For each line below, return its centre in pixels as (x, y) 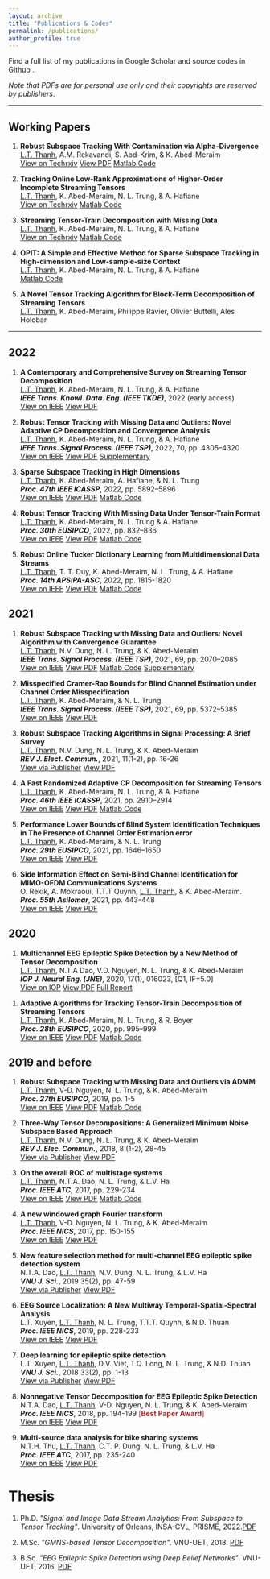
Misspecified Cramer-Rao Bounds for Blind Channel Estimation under (138, 683)
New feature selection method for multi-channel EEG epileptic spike (135, 1256)
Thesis (31, 1496)
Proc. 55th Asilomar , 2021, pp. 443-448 (87, 900)
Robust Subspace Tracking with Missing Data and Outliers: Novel (131, 633)
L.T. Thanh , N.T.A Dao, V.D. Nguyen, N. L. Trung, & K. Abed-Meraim (131, 970)
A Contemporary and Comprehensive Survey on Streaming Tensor (133, 372)
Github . (21, 70)
